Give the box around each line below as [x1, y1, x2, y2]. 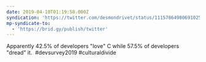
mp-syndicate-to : [6, 20, 51, 26]
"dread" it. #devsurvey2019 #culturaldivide [6, 49, 116, 57]
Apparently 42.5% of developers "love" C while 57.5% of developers [6, 43, 180, 50]
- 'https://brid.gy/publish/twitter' [12, 26, 109, 32]
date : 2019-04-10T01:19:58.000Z [6, 9, 89, 15]
